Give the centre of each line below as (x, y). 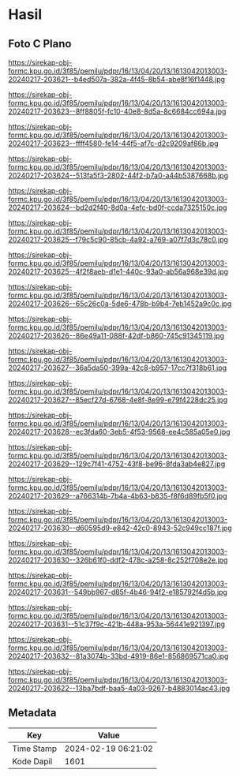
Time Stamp (35, 749)
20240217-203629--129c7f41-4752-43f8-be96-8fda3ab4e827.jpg (117, 464)
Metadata (32, 713)
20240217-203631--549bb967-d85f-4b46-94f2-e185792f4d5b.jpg (118, 592)
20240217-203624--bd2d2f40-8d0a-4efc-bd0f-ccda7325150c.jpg (118, 207)
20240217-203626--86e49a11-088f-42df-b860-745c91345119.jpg (116, 336)
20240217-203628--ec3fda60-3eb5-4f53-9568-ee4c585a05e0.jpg (119, 432)
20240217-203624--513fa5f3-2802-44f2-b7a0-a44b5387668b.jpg (118, 176)
